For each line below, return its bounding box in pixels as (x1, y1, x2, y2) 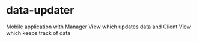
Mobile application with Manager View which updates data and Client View (6, 23, 191, 30)
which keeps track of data (6, 29, 71, 36)
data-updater (6, 4, 74, 17)
